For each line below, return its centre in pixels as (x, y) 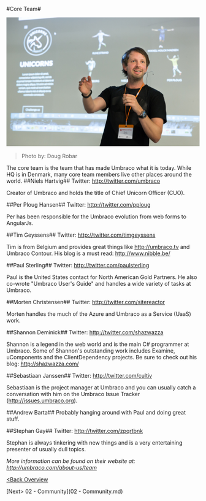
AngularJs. (20, 223)
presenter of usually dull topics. (46, 449)
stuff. (13, 419)
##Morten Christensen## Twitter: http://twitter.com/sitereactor (86, 302)
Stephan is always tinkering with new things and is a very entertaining (94, 442)
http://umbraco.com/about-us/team (51, 467)
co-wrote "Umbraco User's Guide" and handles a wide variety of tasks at (99, 283)
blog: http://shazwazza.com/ (43, 364)
